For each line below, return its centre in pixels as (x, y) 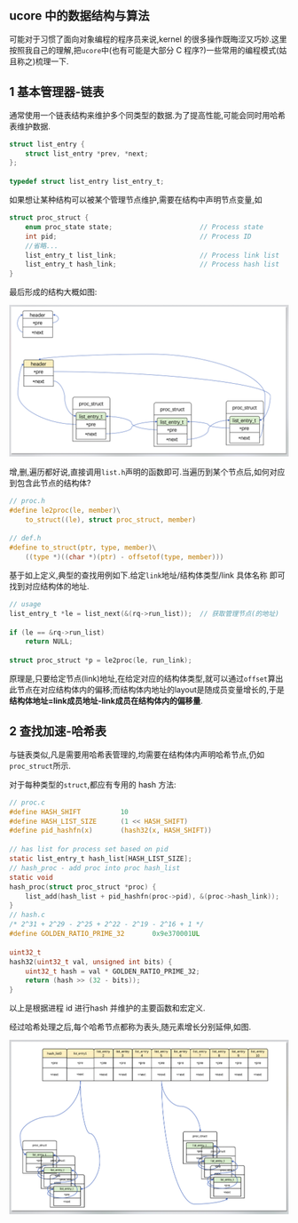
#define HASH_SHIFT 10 (69, 811)
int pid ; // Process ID (138, 236)
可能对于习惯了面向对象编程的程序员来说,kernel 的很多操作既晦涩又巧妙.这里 (148, 39)
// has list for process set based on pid (89, 850)
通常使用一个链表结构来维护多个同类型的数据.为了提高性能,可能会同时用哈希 (148, 115)
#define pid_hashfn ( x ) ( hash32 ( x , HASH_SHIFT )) (111, 831)
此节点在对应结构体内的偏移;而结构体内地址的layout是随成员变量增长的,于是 (147, 690)
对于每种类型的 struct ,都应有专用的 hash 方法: (93, 784)
